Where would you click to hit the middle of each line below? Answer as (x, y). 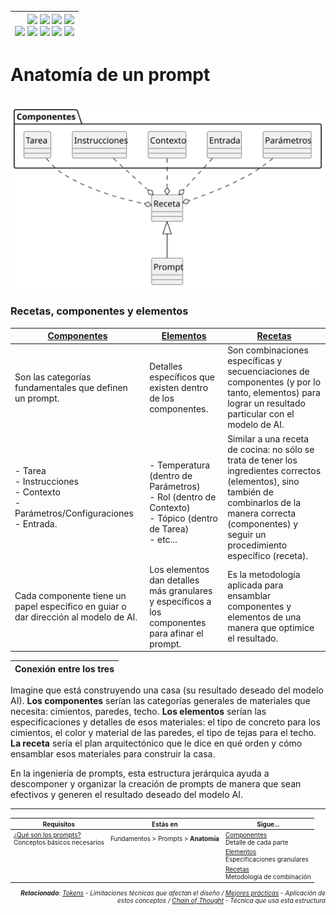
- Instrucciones (46, 481)
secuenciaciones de (268, 372)
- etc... (163, 540)
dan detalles (174, 580)
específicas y (255, 361)
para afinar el (176, 633)
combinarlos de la (264, 502)
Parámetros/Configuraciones (74, 513)
